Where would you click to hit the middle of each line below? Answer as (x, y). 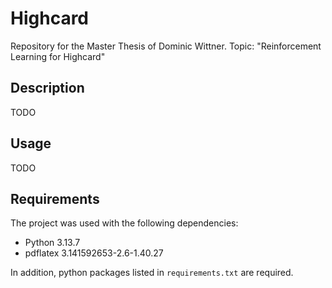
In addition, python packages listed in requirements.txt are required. (152, 273)
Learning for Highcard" (58, 56)
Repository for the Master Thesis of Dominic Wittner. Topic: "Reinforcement (166, 46)
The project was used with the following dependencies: (124, 223)
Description (47, 88)
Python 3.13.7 (52, 243)
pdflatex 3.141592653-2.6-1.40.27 (94, 253)
